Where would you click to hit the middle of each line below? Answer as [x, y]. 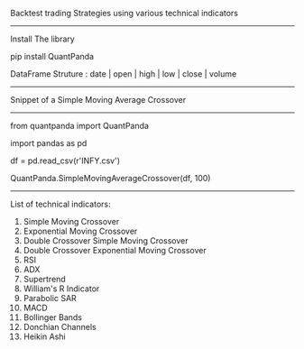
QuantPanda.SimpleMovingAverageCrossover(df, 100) [111, 178]
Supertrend [44, 279]
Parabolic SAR [50, 298]
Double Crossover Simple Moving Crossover [106, 241]
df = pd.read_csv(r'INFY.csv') [65, 161]
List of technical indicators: [60, 204]
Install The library [42, 39]
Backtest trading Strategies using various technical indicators [124, 13]
